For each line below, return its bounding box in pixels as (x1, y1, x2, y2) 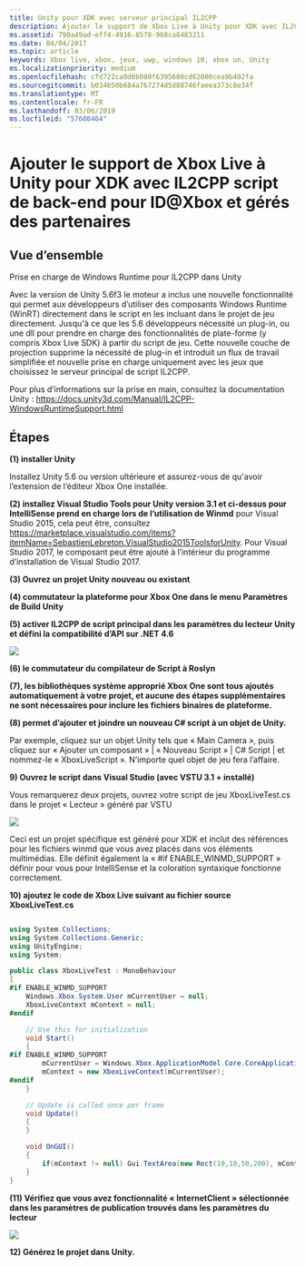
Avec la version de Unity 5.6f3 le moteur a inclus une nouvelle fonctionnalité (9, 290, 293, 300)
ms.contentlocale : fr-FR (9, 97, 103, 107)
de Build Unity (9, 601, 64, 612)
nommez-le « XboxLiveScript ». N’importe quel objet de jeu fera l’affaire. (9, 754, 280, 765)
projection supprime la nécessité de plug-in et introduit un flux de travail (9, 347, 280, 358)
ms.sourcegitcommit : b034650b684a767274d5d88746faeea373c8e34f (9, 81, 254, 90)
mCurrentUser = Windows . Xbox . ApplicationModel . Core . (42, 1059, 246, 1068)
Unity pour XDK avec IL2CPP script (9, 173, 279, 193)
